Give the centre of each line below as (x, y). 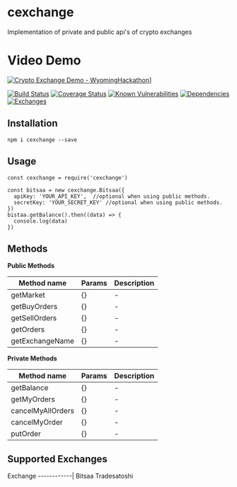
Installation (33, 123)
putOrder (26, 434)
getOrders (28, 329)
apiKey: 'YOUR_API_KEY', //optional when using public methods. (112, 196)
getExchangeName (42, 341)
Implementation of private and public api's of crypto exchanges (100, 32)
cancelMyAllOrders (42, 411)
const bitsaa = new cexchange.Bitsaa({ (66, 190)
